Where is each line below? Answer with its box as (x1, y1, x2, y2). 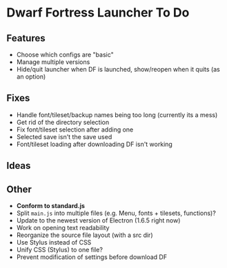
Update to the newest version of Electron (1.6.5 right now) (16, 216, 181, 225)
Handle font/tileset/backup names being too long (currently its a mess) (16, 110, 218, 118)
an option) (16, 72, 46, 81)
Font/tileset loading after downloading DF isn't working (16, 140, 173, 148)
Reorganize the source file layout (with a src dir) (16, 231, 153, 239)
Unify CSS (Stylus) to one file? (16, 246, 103, 254)
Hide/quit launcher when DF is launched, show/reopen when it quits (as (16, 65, 220, 73)
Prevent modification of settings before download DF (16, 253, 167, 261)
